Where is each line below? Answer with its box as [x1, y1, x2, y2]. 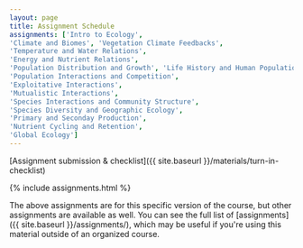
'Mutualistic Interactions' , [9, 88, 119, 97]
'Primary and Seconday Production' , [9, 114, 147, 123]
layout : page [9, 13, 59, 23]
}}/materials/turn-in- [203, 155, 280, 166]
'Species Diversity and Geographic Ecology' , [9, 106, 183, 115]
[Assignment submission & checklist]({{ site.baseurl [9, 155, 202, 166]
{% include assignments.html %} [9, 182, 132, 193]
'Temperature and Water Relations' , [9, 47, 147, 56]
